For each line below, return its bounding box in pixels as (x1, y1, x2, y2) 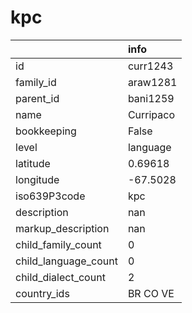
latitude (15, 156, 51, 170)
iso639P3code (15, 189, 86, 203)
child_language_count (15, 254, 118, 268)
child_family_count (15, 237, 102, 251)
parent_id (15, 91, 60, 105)
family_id (15, 75, 57, 89)
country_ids (15, 286, 70, 300)
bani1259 (127, 91, 175, 105)
